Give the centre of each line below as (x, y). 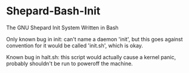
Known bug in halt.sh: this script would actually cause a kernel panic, (91, 57)
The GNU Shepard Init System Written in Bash (63, 28)
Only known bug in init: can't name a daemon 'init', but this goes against (94, 39)
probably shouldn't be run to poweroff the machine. (69, 63)
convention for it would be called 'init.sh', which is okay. (75, 45)
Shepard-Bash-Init (53, 11)
